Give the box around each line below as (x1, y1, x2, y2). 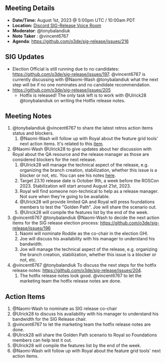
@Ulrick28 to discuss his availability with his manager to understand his (12, 311, 159, 317)
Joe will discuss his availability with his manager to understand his (19, 236, 155, 242)
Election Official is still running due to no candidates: (12, 66, 120, 72)
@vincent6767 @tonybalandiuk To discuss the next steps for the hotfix (12, 262, 157, 268)
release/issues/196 (12, 225, 51, 231)
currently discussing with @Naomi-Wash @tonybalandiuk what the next (12, 76, 159, 82)
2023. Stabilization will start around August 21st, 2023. (19, 183, 131, 189)
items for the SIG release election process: (12, 220, 99, 226)
